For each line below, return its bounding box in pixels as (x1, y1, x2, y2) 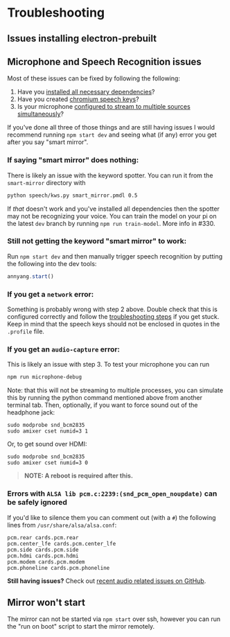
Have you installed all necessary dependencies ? (17, 88, 155, 96)
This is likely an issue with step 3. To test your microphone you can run (7, 360, 210, 369)
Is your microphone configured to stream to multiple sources (17, 103, 191, 111)
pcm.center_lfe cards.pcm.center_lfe (7, 540, 116, 547)
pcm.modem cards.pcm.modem (7, 558, 85, 566)
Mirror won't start (7, 596, 85, 608)
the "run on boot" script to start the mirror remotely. (7, 622, 155, 631)
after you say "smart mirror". (7, 138, 89, 146)
